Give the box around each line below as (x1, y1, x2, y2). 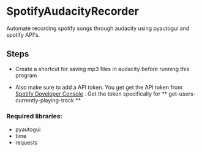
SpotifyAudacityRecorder (6, 4, 140, 18)
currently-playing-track (15, 96, 75, 104)
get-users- (168, 90, 196, 97)
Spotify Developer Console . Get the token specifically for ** (15, 90, 168, 97)
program (15, 72, 37, 79)
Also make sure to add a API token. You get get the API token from (15, 83, 182, 91)
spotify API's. (6, 31, 40, 38)
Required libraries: (6, 112, 63, 120)
